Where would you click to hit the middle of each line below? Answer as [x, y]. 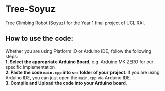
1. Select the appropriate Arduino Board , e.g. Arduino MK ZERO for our [79, 62]
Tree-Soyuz [31, 9]
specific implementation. [31, 67]
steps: [12, 56]
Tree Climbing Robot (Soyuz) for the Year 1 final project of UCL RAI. [75, 23]
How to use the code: [39, 39]
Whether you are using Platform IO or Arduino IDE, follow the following [78, 51]
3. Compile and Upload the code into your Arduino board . [66, 83]
